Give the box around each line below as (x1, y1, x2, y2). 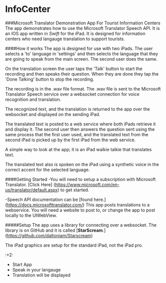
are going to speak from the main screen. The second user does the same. (5, 56, 158, 62)
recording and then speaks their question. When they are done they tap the (5, 71, 159, 77)
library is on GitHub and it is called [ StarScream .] (5, 227, 106, 233)
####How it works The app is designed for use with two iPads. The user (5, 45, 153, 51)
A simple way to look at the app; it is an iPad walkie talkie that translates (5, 146, 152, 152)
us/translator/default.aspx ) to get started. (5, 187, 89, 192)
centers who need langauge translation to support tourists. (5, 36, 125, 42)
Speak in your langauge (12, 267, 61, 273)
